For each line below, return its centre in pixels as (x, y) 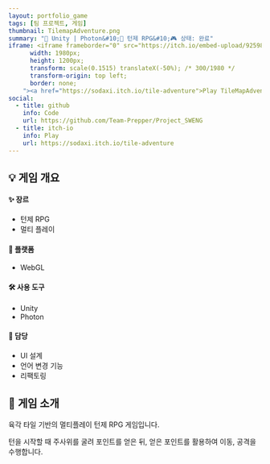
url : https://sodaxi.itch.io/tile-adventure (98, 143)
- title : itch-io (45, 128)
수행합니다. (26, 451)
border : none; (53, 83)
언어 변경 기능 (41, 365)
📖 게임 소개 (34, 404)
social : (21, 98)
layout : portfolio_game (48, 16)
